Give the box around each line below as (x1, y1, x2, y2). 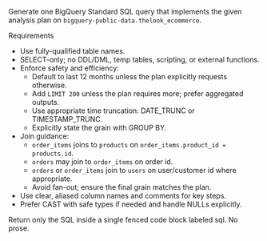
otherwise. (31, 80, 67, 90)
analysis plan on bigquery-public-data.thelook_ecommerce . (8, 15, 202, 25)
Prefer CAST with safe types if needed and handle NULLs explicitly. (19, 199, 242, 209)
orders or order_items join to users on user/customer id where (31, 166, 237, 175)
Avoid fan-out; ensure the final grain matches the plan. (31, 183, 212, 191)
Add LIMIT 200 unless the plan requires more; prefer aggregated (31, 89, 244, 98)
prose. (8, 223, 30, 233)
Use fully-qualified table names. (19, 46, 126, 55)
